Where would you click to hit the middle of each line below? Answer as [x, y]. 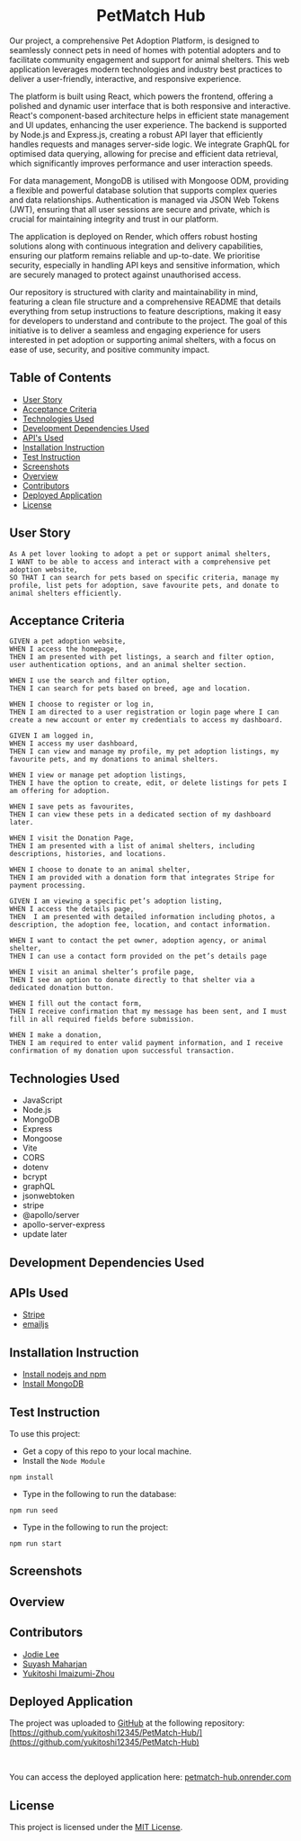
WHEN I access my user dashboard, [74, 744]
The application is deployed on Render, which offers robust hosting [133, 236]
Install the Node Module [64, 1461]
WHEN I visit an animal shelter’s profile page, [102, 972]
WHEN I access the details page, [72, 909]
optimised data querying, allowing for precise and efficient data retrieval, [144, 153]
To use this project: [45, 1434]
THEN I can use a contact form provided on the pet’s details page [138, 957]
